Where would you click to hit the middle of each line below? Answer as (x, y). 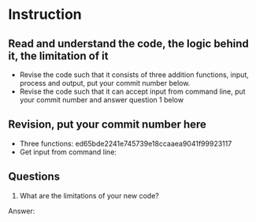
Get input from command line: (68, 152)
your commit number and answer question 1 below (101, 100)
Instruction (45, 15)
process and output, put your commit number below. (105, 83)
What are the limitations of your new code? (89, 195)
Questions (34, 177)
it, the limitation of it (58, 55)
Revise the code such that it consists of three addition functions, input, (134, 75)
